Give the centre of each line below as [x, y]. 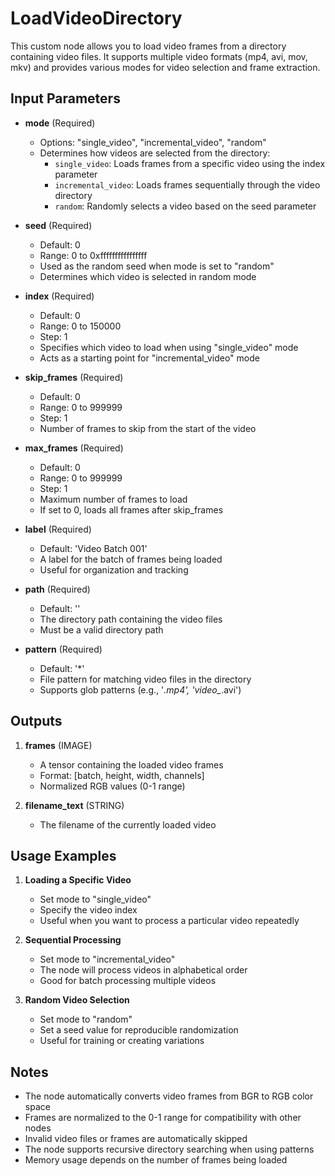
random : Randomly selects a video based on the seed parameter [185, 206]
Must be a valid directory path [101, 629]
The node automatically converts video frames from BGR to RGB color [169, 1096]
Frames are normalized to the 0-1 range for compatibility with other [163, 1118]
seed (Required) [58, 225]
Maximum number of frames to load [113, 499]
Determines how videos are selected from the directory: [155, 153]
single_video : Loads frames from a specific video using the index [190, 163]
